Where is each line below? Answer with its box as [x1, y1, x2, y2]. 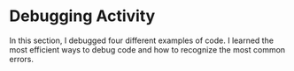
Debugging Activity [9, 6, 156, 26]
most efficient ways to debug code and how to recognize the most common [9, 44, 286, 54]
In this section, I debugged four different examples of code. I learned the [9, 35, 275, 46]
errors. [9, 53, 34, 64]
